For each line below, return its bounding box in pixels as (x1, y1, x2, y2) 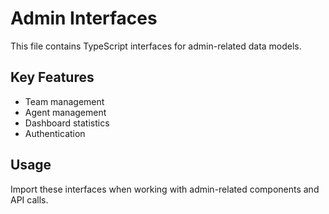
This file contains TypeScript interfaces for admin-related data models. (10, 40, 302, 52)
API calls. (10, 193, 49, 206)
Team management (24, 95, 105, 107)
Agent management (24, 106, 107, 118)
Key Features (10, 69, 95, 86)
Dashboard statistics (24, 117, 110, 129)
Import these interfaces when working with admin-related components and (10, 183, 320, 195)
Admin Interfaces (10, 7, 158, 30)
